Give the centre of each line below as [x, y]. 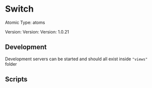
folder [11, 64]
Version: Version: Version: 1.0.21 [37, 32]
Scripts [16, 79]
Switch [19, 9]
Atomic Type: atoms [25, 22]
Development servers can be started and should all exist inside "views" [76, 59]
